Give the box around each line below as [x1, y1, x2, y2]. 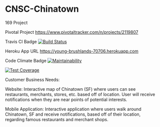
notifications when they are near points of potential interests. [5, 97, 128, 102]
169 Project [5, 20, 28, 25]
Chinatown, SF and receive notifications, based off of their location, [5, 111, 141, 117]
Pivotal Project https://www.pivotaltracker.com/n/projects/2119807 [5, 29, 139, 35]
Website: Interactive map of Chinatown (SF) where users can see [5, 86, 136, 92]
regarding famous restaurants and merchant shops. [5, 116, 109, 122]
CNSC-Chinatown [5, 3, 79, 15]
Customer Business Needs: [5, 76, 60, 82]
